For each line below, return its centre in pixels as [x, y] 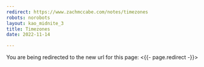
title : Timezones [28, 29]
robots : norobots [28, 18]
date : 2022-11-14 [28, 35]
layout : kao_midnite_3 [35, 23]
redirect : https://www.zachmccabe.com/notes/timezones [77, 12]
